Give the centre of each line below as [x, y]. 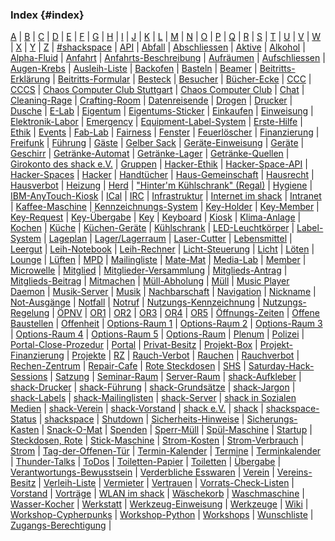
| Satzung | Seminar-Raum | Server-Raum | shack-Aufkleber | [175, 377]
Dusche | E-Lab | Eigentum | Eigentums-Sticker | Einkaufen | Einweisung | [162, 111]
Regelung [30, 313]
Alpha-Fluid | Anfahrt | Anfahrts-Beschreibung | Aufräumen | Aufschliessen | [168, 58]
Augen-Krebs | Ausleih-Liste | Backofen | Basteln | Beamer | [134, 69]
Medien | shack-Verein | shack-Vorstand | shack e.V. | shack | [137, 409]
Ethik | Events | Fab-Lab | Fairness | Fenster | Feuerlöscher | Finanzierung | [165, 132]
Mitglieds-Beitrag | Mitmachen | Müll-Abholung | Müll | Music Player [150, 281]
